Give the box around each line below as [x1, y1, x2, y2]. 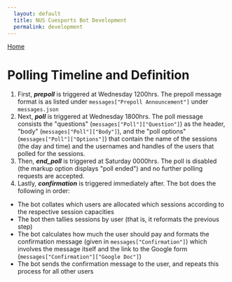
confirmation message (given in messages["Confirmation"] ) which [17, 237, 207, 246]
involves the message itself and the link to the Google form [17, 245, 188, 253]
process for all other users [17, 267, 94, 276]
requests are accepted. [17, 172, 85, 181]
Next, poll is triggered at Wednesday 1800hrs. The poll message [17, 113, 203, 121]
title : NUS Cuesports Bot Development [13, 17, 128, 24]
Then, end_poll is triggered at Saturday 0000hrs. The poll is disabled [17, 157, 217, 165]
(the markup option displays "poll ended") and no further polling [17, 164, 203, 173]
